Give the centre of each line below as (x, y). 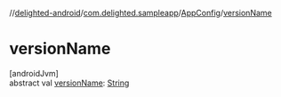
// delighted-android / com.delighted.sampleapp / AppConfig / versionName (141, 13)
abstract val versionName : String (69, 83)
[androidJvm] (34, 73)
